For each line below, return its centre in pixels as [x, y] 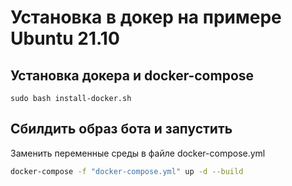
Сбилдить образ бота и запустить [121, 129]
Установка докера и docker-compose [132, 75]
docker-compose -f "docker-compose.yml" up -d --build [127, 171]
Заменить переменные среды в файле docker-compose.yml [138, 153]
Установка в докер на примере [146, 17]
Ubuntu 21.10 [65, 38]
